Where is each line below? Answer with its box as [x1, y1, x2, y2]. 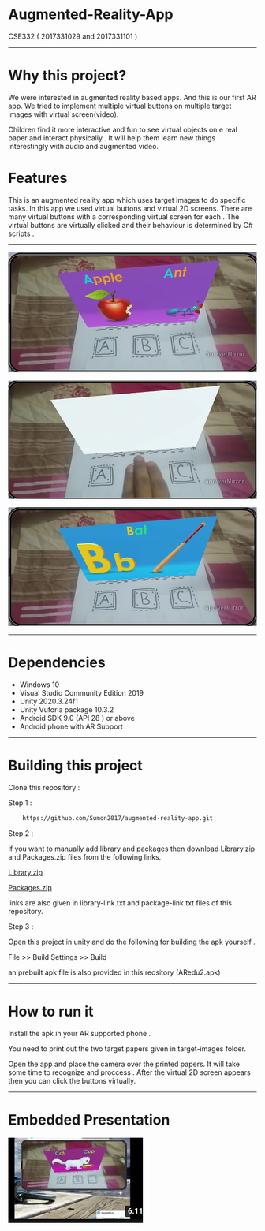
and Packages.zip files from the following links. [8, 852, 162, 861]
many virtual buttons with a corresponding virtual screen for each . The [8, 211, 240, 222]
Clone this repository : [8, 783, 80, 793]
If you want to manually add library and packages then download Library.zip [8, 844, 256, 853]
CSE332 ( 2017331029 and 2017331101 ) [8, 32, 138, 41]
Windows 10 [19, 680, 60, 689]
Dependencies [8, 654, 106, 672]
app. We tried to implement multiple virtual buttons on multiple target [8, 101, 232, 110]
